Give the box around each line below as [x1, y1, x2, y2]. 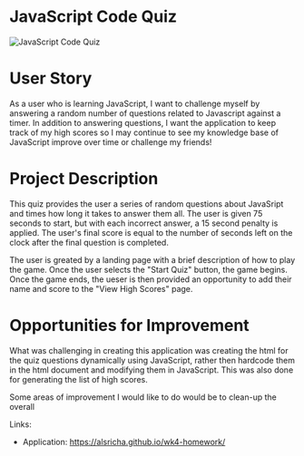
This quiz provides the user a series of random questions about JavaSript [9, 198, 284, 209]
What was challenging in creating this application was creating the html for [9, 344, 289, 355]
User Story [9, 68, 93, 89]
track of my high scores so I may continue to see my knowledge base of [9, 127, 279, 138]
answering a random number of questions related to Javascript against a [9, 107, 281, 119]
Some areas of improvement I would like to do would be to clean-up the [9, 392, 277, 403]
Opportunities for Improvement [9, 315, 250, 335]
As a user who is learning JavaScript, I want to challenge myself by [9, 98, 260, 109]
